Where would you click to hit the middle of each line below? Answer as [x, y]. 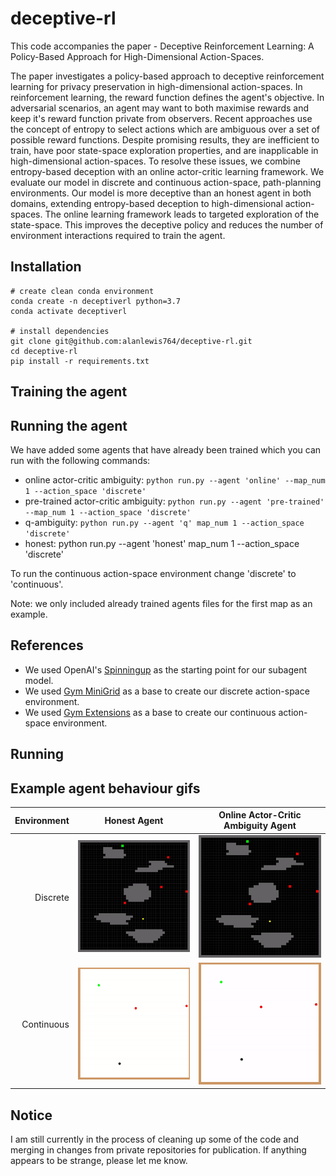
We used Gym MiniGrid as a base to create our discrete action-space [167, 691]
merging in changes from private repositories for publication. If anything [158, 1150]
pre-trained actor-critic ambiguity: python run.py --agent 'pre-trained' [174, 501]
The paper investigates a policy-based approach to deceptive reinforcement [167, 76]
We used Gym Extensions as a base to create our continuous [150, 712]
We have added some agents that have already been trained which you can [166, 449]
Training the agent [69, 392]
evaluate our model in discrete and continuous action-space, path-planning [166, 182]
